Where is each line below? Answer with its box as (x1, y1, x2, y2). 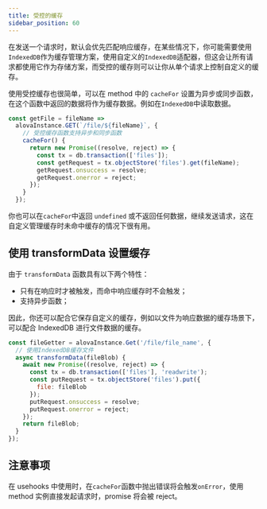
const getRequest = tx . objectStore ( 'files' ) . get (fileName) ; (37, 158, 240, 167)
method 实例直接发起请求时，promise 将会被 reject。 (8, 491, 182, 501)
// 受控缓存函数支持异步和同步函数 (22, 129, 122, 138)
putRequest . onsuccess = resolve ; (29, 398, 141, 406)
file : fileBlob (37, 383, 87, 391)
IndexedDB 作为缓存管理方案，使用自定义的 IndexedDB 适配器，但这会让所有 (8, 52, 246, 61)
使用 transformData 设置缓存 (8, 247, 150, 260)
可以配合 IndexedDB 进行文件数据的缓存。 (8, 323, 145, 332)
